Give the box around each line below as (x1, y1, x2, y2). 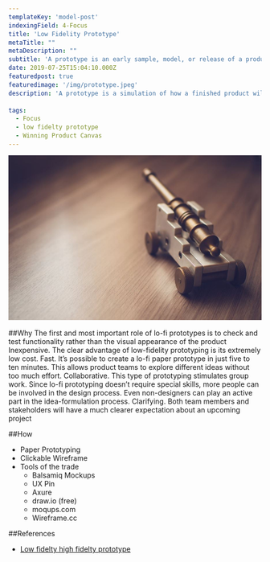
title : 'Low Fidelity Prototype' (8, 30, 121, 38)
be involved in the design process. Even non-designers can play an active (8, 388, 253, 397)
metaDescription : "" (8, 47, 78, 55)
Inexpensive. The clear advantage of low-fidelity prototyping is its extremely (8, 345, 261, 355)
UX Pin (31, 478, 55, 488)
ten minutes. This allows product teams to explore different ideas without (8, 362, 250, 371)
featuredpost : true (8, 72, 74, 80)
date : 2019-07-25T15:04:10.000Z (8, 64, 117, 72)
